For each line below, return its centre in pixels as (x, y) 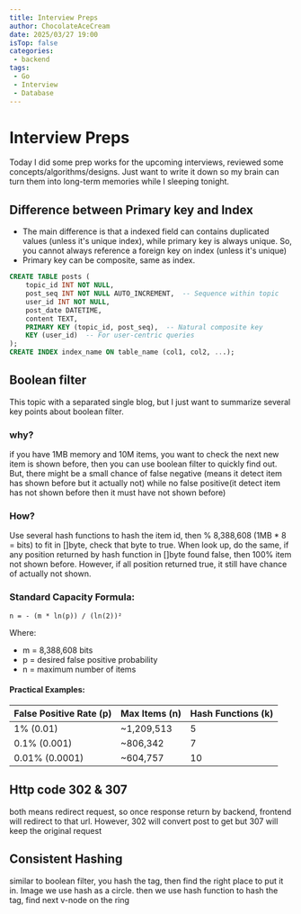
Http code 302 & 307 (68, 790)
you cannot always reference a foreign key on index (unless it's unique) (155, 251)
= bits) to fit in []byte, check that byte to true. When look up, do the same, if (149, 545)
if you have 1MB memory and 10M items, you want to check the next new (144, 455)
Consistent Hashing (66, 860)
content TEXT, (52, 319)
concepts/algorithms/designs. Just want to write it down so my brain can (144, 172)
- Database (33, 93)
